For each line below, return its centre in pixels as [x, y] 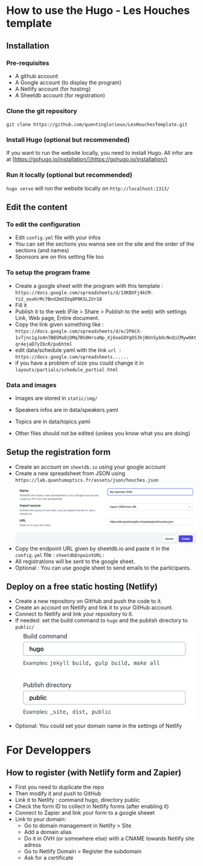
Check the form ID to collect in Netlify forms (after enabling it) [92, 806]
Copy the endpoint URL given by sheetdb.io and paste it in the [92, 549]
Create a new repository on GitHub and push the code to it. [89, 601]
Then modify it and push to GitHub [58, 793]
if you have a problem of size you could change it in [79, 363]
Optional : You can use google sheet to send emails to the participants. [103, 568]
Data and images [31, 385]
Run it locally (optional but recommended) [69, 175]
